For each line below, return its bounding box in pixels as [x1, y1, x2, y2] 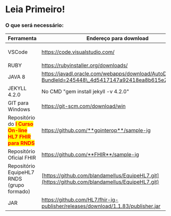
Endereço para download [86, 35, 149, 42]
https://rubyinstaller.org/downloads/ [41, 62, 128, 69]
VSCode [8, 48, 28, 56]
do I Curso [8, 121, 34, 128]
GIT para [8, 99, 29, 106]
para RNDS [8, 140, 35, 147]
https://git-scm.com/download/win [41, 103, 126, 110]
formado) [8, 188, 31, 195]
